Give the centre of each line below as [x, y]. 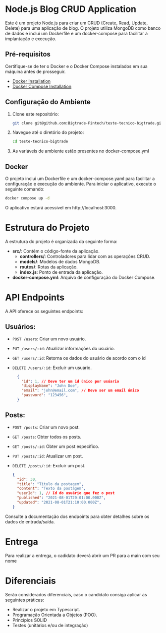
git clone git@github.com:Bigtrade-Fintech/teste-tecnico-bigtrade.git [88, 123]
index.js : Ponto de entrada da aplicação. [61, 272]
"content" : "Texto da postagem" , [52, 489]
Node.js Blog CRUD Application [71, 9]
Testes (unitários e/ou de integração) [50, 625]
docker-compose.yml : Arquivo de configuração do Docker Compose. [84, 277]
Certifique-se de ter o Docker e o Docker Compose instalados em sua [76, 66]
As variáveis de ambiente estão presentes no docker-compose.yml [81, 151]
